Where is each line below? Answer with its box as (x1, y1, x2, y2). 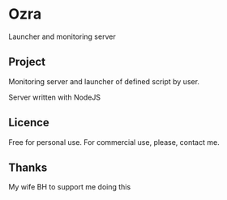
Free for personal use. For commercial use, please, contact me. (8, 137, 221, 147)
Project (8, 55, 46, 69)
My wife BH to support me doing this (8, 182, 131, 192)
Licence (8, 116, 50, 130)
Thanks (8, 160, 48, 174)
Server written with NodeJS (8, 92, 101, 102)
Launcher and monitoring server (8, 32, 116, 41)
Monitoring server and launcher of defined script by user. (8, 76, 200, 86)
